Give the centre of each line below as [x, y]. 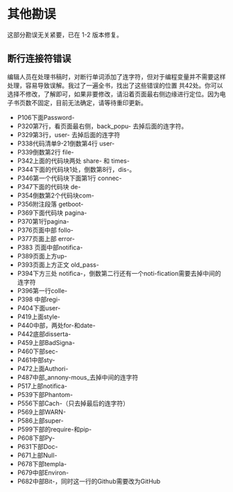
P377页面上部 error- [46, 238]
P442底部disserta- [44, 334]
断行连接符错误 [39, 59]
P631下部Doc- [37, 446]
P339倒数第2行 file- [45, 152]
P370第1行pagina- [43, 221]
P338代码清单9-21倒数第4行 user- [66, 143]
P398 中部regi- [39, 299]
